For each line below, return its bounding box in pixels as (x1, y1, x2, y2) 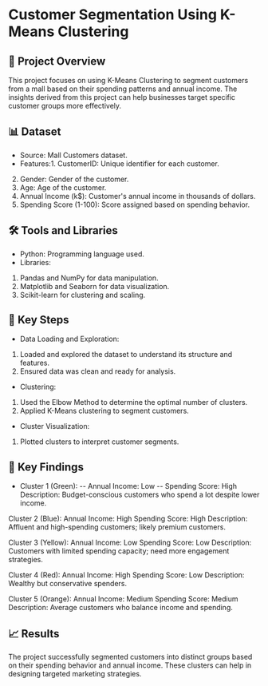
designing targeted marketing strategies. (8, 669, 142, 679)
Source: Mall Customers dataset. (19, 150, 128, 160)
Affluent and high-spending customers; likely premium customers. (8, 522, 226, 532)
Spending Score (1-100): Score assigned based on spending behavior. (19, 200, 250, 209)
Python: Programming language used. (19, 249, 145, 259)
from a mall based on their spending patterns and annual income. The (8, 84, 238, 93)
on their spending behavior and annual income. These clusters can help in (8, 660, 252, 670)
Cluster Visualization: (19, 422, 90, 431)
